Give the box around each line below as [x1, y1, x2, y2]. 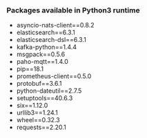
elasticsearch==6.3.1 [16, 28, 75, 36]
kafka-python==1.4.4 [16, 43, 77, 51]
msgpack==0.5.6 [16, 50, 66, 58]
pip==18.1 [16, 65, 44, 73]
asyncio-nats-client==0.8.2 [16, 21, 95, 30]
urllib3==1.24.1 [16, 108, 58, 117]
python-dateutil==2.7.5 [16, 87, 82, 95]
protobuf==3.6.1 [16, 80, 62, 88]
